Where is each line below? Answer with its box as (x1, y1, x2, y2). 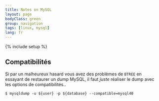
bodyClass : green (5, 16, 41, 21)
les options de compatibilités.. (5, 81, 66, 87)
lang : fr (5, 30, 23, 35)
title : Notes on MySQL (5, 7, 52, 12)
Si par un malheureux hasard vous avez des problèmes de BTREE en (5, 71, 142, 77)
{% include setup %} (5, 44, 48, 49)
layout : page (5, 12, 32, 17)
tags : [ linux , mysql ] (5, 26, 50, 31)
